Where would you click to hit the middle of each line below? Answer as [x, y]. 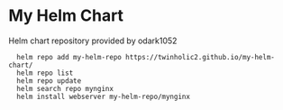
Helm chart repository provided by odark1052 [93, 41]
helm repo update [49, 81]
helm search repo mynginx [65, 88]
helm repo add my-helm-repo [69, 57]
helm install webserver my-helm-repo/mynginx [104, 96]
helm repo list [45, 73]
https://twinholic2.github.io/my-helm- [200, 57]
